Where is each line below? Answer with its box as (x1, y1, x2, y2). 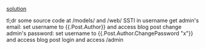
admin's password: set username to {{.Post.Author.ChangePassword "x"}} (6, 30, 194, 37)
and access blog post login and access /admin (6, 36, 124, 43)
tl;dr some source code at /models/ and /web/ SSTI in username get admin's (6, 17, 199, 24)
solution (6, 5, 27, 12)
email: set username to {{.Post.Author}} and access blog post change (6, 24, 182, 30)
